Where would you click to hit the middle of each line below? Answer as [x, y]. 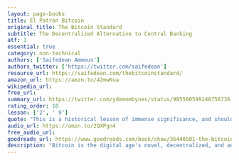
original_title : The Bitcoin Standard [65, 27]
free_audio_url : [31, 132]
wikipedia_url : [30, 86]
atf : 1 [17, 40]
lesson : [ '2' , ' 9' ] [38, 113]
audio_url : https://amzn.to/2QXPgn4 [62, 126]
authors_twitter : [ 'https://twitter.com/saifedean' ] [87, 67]
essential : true [31, 47]
